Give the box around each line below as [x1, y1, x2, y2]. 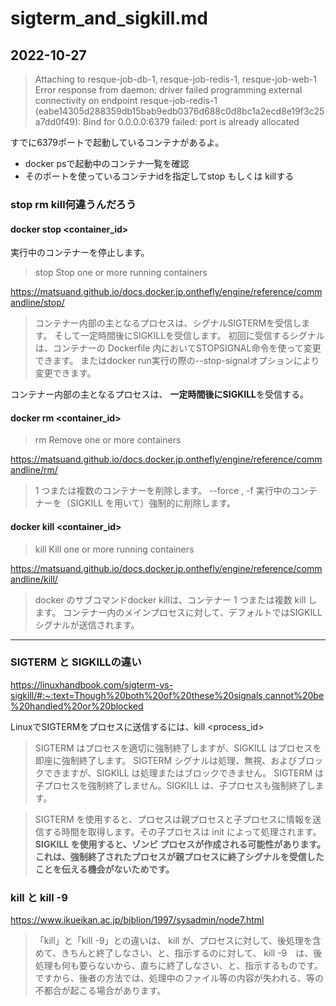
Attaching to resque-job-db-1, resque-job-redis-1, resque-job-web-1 [34, 73, 318, 85]
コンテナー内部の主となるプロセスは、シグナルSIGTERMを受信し [34, 317, 302, 329]
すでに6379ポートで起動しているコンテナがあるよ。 [10, 137, 225, 148]
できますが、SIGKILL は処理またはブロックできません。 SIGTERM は [43, 767, 324, 779]
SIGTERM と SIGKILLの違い [10, 655, 142, 669]
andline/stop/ [10, 297, 65, 309]
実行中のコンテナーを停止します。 [10, 247, 150, 259]
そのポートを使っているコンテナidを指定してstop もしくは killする [24, 170, 295, 182]
